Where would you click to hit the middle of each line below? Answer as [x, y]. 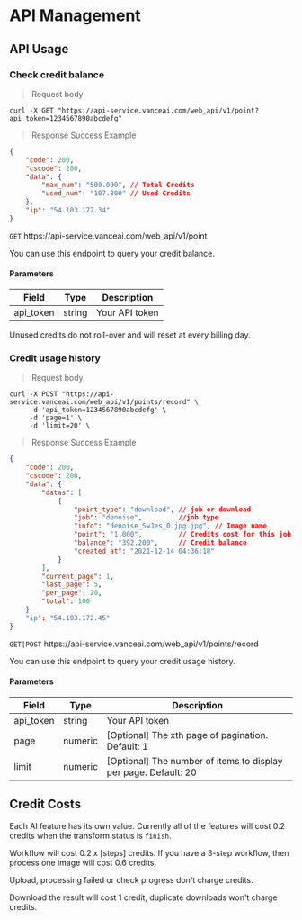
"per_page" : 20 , [72, 593]
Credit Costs [45, 804]
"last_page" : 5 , [72, 585]
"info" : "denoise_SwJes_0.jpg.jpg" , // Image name [170, 526]
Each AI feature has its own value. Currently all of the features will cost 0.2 [147, 825]
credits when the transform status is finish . [91, 835]
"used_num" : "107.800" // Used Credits [116, 194]
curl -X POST [34, 394]
